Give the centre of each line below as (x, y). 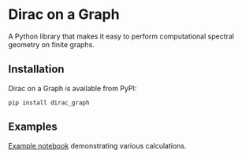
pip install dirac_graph (49, 103)
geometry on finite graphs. (51, 44)
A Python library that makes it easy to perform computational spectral (121, 36)
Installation (36, 70)
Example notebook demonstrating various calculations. (97, 145)
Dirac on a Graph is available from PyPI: (73, 88)
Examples (33, 127)
